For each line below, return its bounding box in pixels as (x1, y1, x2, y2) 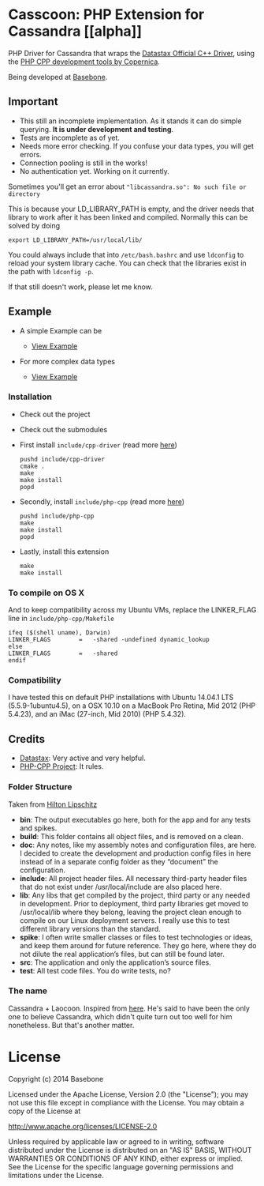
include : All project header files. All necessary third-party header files (19, 873, 247, 883)
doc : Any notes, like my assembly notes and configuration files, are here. (19, 840, 257, 849)
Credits (8, 732, 46, 746)
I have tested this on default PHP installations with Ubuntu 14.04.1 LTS (8, 693, 234, 702)
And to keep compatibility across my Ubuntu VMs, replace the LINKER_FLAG (8, 605, 257, 615)
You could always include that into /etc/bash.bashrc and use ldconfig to (8, 250, 244, 259)
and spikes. (19, 823, 58, 833)
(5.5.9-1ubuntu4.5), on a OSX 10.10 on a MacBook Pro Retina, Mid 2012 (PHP (8, 701, 256, 710)
